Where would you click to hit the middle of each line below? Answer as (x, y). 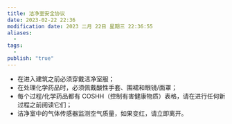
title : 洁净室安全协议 (36, 13)
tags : (15, 45)
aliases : (20, 33)
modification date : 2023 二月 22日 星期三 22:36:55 (80, 26)
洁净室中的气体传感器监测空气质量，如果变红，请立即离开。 (102, 113)
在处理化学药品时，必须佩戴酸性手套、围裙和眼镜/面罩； (97, 87)
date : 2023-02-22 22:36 (42, 20)
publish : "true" (30, 59)
